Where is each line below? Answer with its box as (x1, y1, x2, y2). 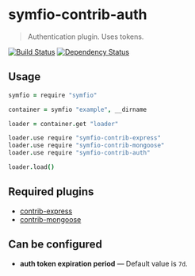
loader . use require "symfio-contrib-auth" (8, 149, 151, 157)
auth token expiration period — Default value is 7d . (19, 259, 188, 268)
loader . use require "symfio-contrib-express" (8, 134, 161, 142)
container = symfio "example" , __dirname (8, 105, 147, 113)
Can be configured (8, 238, 103, 251)
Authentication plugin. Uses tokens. (27, 32, 144, 41)
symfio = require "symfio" (8, 91, 97, 99)
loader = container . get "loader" (8, 120, 119, 128)
